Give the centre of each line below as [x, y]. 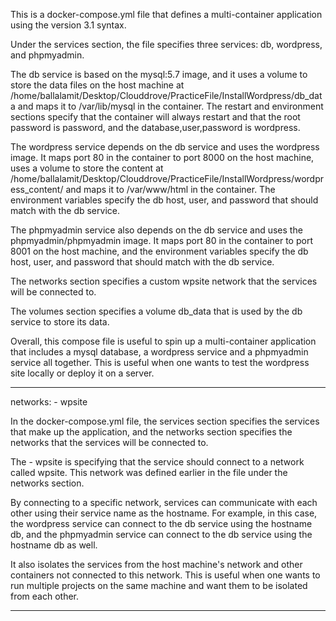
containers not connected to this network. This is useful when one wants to [165, 575]
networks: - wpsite [49, 402]
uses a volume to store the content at [87, 168]
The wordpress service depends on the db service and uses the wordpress [165, 147]
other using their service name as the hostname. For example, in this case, [164, 513]
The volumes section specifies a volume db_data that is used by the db [156, 311]
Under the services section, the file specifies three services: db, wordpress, [166, 44]
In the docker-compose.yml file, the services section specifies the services [165, 421]
